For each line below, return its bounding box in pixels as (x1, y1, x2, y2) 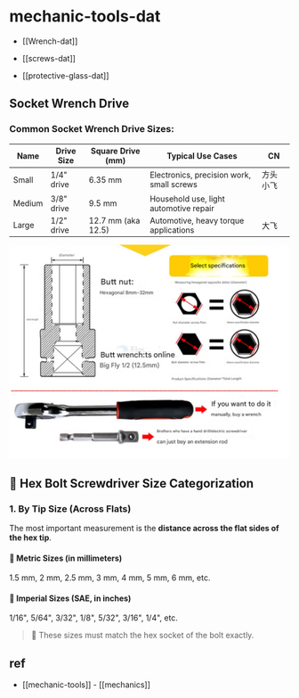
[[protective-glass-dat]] (21, 70, 109, 81)
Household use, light (149, 193, 225, 204)
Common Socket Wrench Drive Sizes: (9, 123, 175, 135)
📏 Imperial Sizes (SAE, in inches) (9, 593, 132, 604)
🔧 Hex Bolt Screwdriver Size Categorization (9, 475, 255, 491)
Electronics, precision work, (149, 169, 252, 180)
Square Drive (90, 145, 141, 157)
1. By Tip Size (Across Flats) (9, 502, 132, 514)
